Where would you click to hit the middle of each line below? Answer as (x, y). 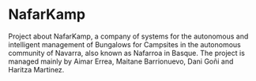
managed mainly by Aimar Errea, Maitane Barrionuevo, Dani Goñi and (121, 61)
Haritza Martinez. (36, 69)
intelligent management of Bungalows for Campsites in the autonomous (124, 44)
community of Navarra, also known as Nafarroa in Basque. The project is (126, 53)
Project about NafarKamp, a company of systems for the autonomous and (128, 36)
